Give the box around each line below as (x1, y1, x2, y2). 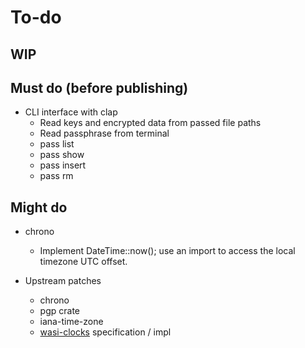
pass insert (39, 159, 87, 171)
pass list (39, 138, 75, 150)
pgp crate (39, 305, 80, 317)
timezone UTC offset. (39, 256, 128, 268)
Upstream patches (24, 275, 102, 287)
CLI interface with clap (24, 106, 118, 118)
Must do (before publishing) (10, 79, 189, 96)
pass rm (39, 170, 74, 182)
